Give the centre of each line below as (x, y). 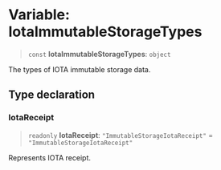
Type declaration (51, 95)
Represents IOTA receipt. (49, 157)
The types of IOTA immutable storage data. (80, 69)
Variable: (39, 15)
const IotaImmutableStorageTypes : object (99, 54)
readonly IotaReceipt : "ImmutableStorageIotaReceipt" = (121, 135)
